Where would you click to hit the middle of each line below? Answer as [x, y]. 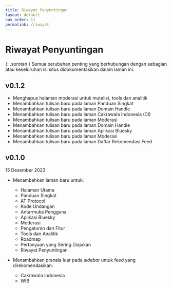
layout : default [23, 15]
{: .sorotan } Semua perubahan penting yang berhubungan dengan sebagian [86, 64]
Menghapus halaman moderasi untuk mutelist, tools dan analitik [80, 98]
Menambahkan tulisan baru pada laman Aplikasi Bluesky [72, 131]
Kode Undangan [37, 206]
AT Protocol [33, 201]
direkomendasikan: [33, 265]
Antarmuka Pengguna [43, 212]
